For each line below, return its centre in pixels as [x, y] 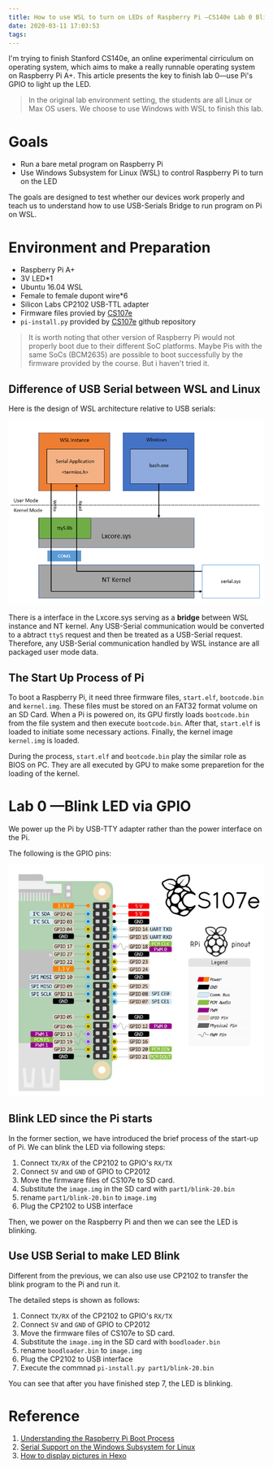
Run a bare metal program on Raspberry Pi [92, 164]
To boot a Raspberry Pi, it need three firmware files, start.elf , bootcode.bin [136, 697]
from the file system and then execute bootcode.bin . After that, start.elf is [134, 723]
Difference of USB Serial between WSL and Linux [134, 389]
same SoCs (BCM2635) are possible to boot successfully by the [136, 355]
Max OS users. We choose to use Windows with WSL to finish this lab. [146, 109]
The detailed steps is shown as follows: [74, 1300]
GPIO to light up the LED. [50, 85]
